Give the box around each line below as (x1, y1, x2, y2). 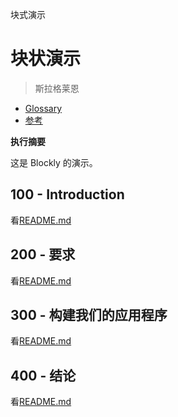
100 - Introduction (10, 186, 125, 203)
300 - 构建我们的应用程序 (10, 306, 168, 323)
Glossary (24, 102, 63, 114)
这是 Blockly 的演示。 (10, 156, 98, 168)
